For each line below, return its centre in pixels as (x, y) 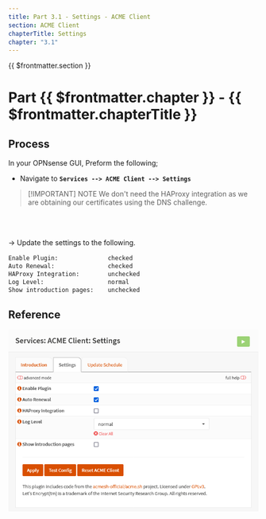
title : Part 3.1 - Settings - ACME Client (79, 17)
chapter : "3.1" (33, 42)
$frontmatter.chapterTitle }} (103, 115)
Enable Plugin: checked (71, 259)
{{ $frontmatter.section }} (50, 66)
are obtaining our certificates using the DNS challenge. (118, 202)
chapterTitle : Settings (48, 33)
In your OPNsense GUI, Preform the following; (83, 163)
